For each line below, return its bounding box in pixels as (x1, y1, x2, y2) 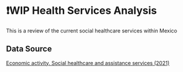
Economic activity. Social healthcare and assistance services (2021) (6, 59, 170, 66)
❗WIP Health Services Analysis (6, 4, 157, 17)
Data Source (6, 44, 52, 54)
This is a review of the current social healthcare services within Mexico (6, 27, 177, 34)
